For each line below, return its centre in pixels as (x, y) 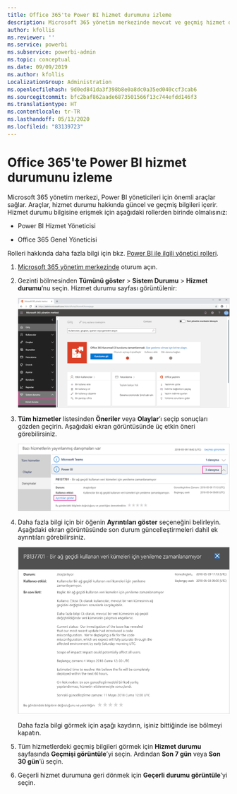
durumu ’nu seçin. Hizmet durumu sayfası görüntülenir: (97, 288)
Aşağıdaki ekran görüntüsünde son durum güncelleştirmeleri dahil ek (118, 530)
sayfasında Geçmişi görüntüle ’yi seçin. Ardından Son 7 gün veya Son (119, 754)
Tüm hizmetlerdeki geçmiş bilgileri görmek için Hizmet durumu (109, 747)
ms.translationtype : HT (42, 105)
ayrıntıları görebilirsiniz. (51, 538)
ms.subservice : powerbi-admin (52, 52)
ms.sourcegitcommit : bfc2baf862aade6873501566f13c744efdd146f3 (102, 97)
